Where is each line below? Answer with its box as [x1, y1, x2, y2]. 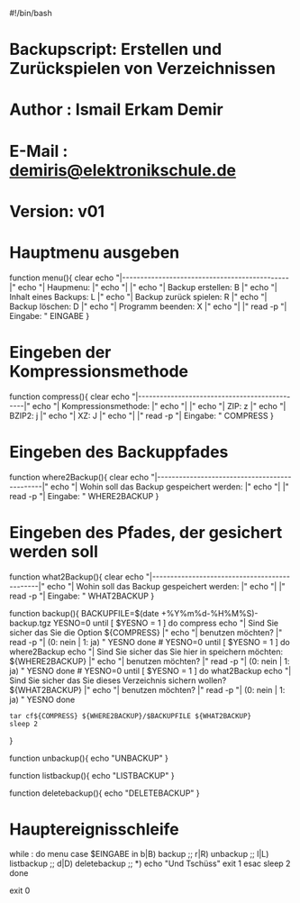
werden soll [9, 541, 99, 561]
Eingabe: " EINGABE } [9, 310, 90, 321]
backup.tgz [9, 617, 51, 628]
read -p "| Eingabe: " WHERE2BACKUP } [9, 490, 159, 501]
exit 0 [9, 885, 31, 896]
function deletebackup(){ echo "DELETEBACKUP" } [9, 788, 200, 798]
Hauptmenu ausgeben [9, 242, 180, 262]
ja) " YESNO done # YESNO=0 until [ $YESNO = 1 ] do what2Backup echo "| [9, 665, 292, 676]
